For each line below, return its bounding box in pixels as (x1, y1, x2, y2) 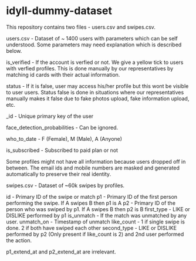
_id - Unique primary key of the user (6, 113, 94, 120)
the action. (6, 236, 32, 244)
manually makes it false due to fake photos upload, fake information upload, (6, 95, 190, 102)
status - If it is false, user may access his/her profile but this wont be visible (6, 82, 189, 89)
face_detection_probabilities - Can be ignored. (6, 124, 119, 131)
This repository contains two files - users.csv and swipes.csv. (6, 23, 156, 30)
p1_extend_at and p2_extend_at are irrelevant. (6, 248, 116, 255)
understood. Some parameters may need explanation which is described (6, 41, 182, 48)
